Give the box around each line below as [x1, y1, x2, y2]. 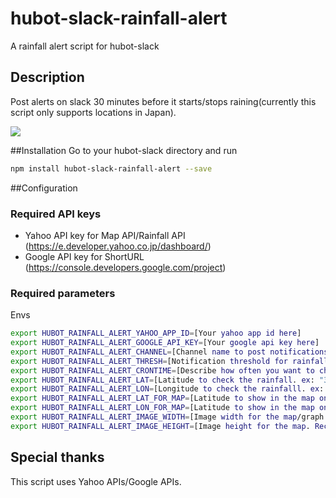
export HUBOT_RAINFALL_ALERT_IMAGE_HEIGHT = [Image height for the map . [10, 421, 311, 431]
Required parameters [10, 286, 116, 300]
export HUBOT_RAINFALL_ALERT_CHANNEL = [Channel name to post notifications [10, 347, 329, 357]
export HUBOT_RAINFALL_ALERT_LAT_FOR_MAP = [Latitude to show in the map [10, 393, 315, 404]
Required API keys [10, 207, 102, 221]
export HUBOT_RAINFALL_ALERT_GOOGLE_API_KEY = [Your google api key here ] [10, 338, 320, 348]
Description [10, 69, 85, 86]
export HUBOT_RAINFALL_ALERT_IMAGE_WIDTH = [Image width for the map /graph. [10, 412, 329, 422]
